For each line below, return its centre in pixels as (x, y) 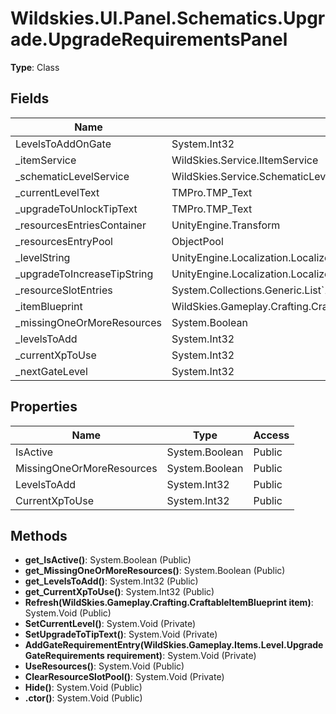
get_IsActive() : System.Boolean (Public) (108, 560)
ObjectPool (197, 241)
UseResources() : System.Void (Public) (104, 666)
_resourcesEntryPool (64, 241)
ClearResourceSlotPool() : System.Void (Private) (124, 677)
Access (271, 435)
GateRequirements (64, 656)
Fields (30, 98)
